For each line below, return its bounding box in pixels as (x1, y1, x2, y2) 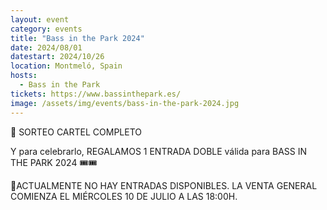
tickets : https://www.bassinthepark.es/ (10, 89, 182, 99)
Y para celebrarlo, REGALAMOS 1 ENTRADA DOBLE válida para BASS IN (10, 145, 308, 157)
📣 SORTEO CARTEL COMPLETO (10, 126, 143, 138)
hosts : (10, 71, 38, 81)
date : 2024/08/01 (10, 42, 83, 53)
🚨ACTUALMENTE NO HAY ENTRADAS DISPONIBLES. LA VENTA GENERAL (10, 179, 318, 191)
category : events (10, 24, 83, 34)
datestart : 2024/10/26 (10, 52, 105, 62)
